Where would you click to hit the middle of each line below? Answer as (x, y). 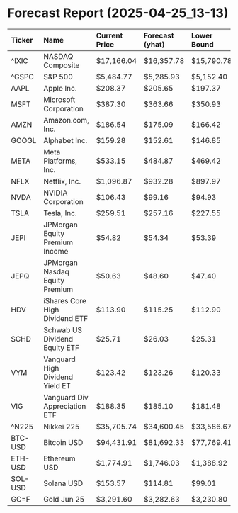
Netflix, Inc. (62, 181)
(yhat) (154, 44)
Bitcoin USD (63, 442)
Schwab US (63, 329)
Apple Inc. (60, 88)
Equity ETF (62, 347)
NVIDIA (56, 193)
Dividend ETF (66, 318)
